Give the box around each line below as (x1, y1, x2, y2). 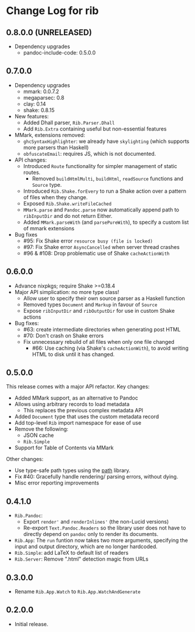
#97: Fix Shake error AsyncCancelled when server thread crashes (23, 243, 180, 250)
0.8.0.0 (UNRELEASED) (6, 28, 93, 37)
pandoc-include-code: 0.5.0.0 (23, 49, 96, 56)
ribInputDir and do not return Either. (23, 212, 113, 219)
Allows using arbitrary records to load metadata (14, 401, 130, 408)
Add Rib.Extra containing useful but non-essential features (23, 125, 167, 132)
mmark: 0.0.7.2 (23, 88, 60, 95)
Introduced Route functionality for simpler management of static (23, 162, 177, 169)
